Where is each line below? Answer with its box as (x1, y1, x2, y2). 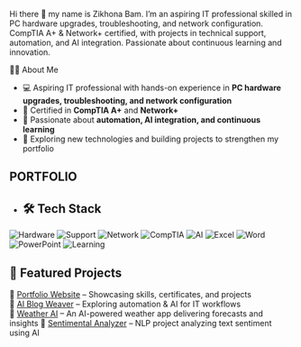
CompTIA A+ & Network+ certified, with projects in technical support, (9, 28, 267, 38)
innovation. (9, 47, 51, 58)
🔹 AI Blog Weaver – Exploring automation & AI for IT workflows (9, 298, 242, 310)
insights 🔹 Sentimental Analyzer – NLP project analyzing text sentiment (9, 318, 272, 329)
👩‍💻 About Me (9, 64, 59, 75)
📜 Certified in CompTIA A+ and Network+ (22, 105, 178, 115)
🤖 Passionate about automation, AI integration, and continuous (22, 114, 261, 125)
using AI (9, 327, 41, 338)
